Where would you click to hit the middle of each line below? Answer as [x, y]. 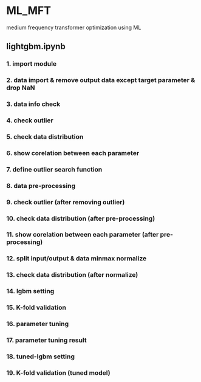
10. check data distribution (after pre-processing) [81, 218]
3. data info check [33, 104]
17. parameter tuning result [46, 340]
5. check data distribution [45, 136]
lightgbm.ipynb [36, 47]
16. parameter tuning [38, 324]
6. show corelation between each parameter [73, 153]
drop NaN [21, 88]
